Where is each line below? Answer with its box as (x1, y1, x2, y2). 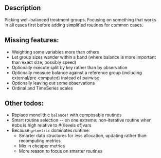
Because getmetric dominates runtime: (11, 127, 90, 133)
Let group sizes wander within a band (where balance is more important (11, 54, 156, 60)
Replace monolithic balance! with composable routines (11, 112, 122, 118)
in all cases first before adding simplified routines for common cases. (4, 22, 143, 28)
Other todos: (4, 99, 44, 107)
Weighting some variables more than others (11, 49, 99, 55)
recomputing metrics (18, 138, 61, 144)
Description (4, 4, 41, 12)
